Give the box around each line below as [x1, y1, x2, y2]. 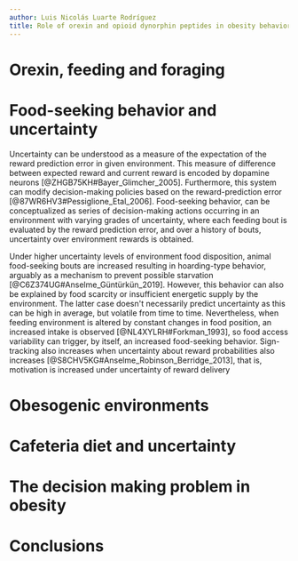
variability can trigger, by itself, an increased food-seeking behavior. [9, 335, 259, 347]
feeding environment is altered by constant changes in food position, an [9, 317, 272, 327]
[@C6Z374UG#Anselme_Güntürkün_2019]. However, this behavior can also [9, 279, 284, 290]
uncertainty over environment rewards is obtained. [9, 233, 194, 244]
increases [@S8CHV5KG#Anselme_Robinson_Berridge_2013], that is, [9, 355, 263, 365]
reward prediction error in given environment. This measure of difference [9, 157, 277, 169]
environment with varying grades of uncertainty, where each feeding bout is [9, 214, 287, 225]
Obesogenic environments [9, 395, 209, 415]
